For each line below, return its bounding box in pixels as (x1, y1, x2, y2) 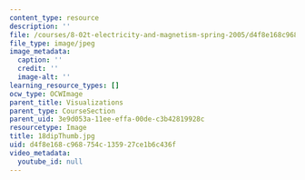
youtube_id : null (17, 156, 84, 166)
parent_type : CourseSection (9, 106, 116, 115)
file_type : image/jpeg (9, 38, 95, 48)
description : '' (9, 22, 71, 31)
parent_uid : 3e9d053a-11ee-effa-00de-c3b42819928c (9, 115, 205, 124)
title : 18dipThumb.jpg (9, 132, 95, 141)
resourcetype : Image (9, 124, 88, 133)
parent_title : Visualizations (9, 97, 124, 107)
